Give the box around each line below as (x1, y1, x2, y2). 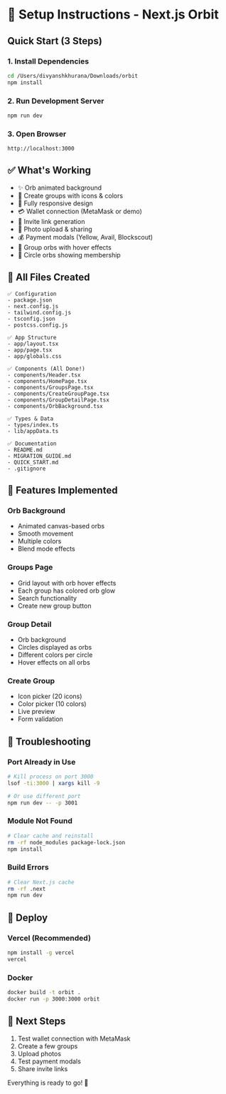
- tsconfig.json (7, 315, 55, 322)
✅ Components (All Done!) (7, 365, 85, 372)
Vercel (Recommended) (7, 933, 91, 943)
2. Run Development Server (7, 96, 104, 106)
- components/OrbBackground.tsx (7, 402, 103, 409)
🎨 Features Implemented (7, 484, 118, 496)
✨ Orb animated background (17, 183, 102, 192)
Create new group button (17, 601, 92, 610)
